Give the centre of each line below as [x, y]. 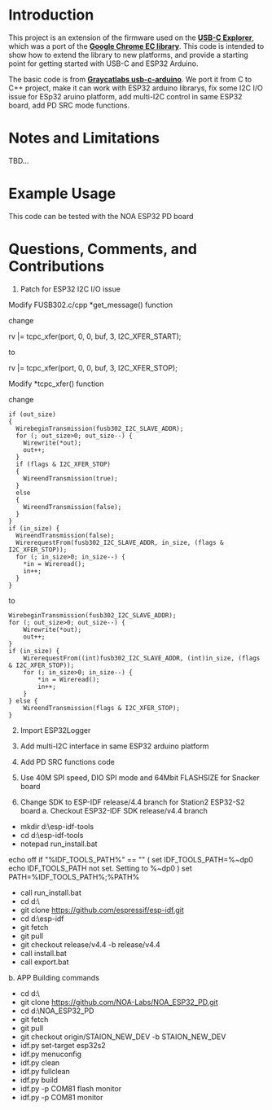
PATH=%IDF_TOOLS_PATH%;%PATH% [74, 876]
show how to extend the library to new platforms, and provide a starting [128, 55]
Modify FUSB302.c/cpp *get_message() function [91, 305]
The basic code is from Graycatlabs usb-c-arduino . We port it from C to [130, 79]
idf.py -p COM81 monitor [61, 1097]
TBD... [19, 160]
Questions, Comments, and [103, 249]
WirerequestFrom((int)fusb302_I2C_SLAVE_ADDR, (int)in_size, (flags [142, 658]
